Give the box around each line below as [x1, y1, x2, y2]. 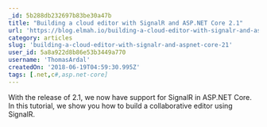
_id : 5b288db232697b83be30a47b [8, 11, 112, 20]
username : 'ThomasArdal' [8, 56, 91, 64]
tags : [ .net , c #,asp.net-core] [8, 71, 109, 79]
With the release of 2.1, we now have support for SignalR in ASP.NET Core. [8, 92, 253, 102]
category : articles [8, 33, 73, 42]
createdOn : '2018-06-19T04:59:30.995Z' [8, 63, 141, 71]
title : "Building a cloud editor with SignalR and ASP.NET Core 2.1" [8, 19, 244, 27]
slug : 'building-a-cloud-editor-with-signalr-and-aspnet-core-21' [8, 41, 233, 49]
